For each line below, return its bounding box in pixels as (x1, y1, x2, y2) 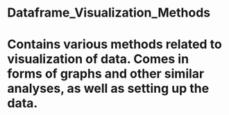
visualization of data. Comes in (7, 51, 189, 67)
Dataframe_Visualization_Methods (7, 5, 210, 21)
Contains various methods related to (7, 37, 222, 53)
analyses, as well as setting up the (7, 81, 210, 96)
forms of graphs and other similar (7, 66, 205, 82)
